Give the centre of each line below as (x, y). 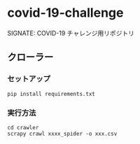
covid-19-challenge (65, 13)
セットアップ (29, 79)
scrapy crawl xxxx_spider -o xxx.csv (62, 134)
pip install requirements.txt (51, 94)
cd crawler (23, 127)
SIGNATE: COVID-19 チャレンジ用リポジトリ (71, 33)
